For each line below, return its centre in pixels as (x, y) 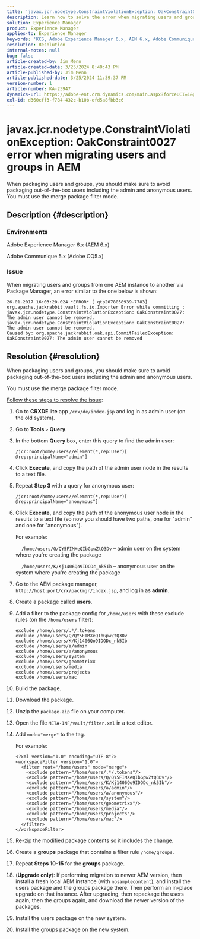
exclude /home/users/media (49, 667)
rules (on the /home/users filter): (54, 620)
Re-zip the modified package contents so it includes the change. (94, 840)
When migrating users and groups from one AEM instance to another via (95, 284)
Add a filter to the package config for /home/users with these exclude (100, 614)
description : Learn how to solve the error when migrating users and (95, 17)
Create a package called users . (54, 602)
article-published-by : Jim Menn (47, 72)
